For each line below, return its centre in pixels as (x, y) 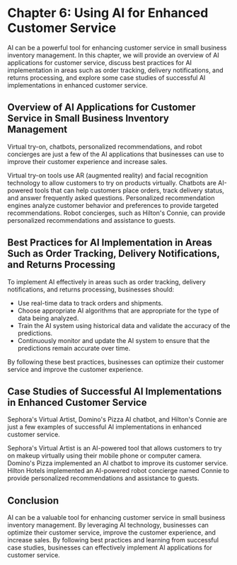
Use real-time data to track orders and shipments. (90, 303)
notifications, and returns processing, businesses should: (91, 289)
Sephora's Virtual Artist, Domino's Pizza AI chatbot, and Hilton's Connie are (117, 419)
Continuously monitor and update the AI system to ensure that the (114, 340)
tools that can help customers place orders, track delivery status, (129, 190)
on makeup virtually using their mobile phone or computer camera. (104, 456)
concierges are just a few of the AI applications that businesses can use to (116, 154)
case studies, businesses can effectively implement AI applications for (110, 548)
